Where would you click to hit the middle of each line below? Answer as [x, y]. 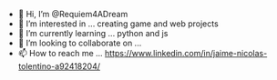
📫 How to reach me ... [60, 53]
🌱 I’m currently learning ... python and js [93, 33]
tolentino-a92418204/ [59, 66]
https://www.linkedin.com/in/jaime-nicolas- [186, 53]
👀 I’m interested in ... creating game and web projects [118, 24]
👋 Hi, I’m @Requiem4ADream [73, 14]
